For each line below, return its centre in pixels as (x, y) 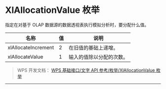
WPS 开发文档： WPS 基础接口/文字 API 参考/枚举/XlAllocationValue (86, 70)
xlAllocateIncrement (31, 47)
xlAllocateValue (25, 56)
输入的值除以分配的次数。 (98, 57)
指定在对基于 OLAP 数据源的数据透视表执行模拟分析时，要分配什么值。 (77, 25)
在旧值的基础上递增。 (93, 47)
